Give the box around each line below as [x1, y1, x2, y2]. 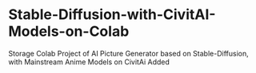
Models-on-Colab [8, 22, 130, 40]
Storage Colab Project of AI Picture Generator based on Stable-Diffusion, [8, 48, 250, 58]
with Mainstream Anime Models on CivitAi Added [8, 57, 170, 67]
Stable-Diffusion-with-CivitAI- [8, 6, 216, 24]
